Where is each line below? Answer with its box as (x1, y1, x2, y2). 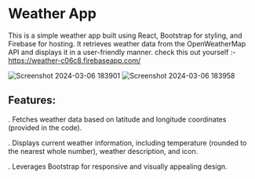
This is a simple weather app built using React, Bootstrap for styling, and (8, 31, 242, 40)
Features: (8, 93, 56, 107)
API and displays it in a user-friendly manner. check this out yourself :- (8, 47, 236, 57)
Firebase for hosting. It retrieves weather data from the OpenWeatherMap (8, 38, 246, 48)
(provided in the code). (8, 122, 82, 132)
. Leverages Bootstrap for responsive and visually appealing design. (8, 162, 228, 171)
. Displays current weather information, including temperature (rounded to (8, 138, 247, 148)
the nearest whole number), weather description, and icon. (8, 146, 199, 155)
